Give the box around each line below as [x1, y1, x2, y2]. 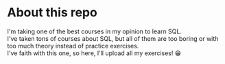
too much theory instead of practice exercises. [7, 42, 139, 50]
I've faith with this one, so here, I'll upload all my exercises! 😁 [7, 49, 182, 57]
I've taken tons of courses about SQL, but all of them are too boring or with [7, 34, 219, 42]
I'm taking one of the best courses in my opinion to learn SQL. [7, 27, 182, 35]
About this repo [7, 5, 97, 20]
